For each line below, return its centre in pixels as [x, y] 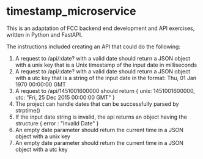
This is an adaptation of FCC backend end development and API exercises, [101, 28]
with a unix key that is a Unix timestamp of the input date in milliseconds [106, 65]
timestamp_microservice [71, 11]
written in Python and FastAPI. [44, 34]
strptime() [28, 110]
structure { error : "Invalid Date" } [57, 123]
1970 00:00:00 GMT [40, 84]
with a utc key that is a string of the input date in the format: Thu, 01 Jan [106, 78]
